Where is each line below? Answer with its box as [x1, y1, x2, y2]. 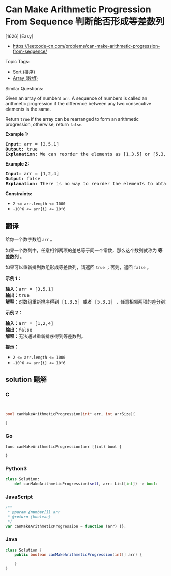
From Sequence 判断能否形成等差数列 [5, 16, 164, 28]
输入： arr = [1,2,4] [5, 320, 54, 326]
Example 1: [5, 131, 29, 137]
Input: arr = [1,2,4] [5, 171, 60, 176]
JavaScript [5, 493, 33, 500]
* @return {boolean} [7, 514, 51, 519]
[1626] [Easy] [5, 33, 34, 39]
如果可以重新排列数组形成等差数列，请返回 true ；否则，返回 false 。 [5, 264, 152, 270]
